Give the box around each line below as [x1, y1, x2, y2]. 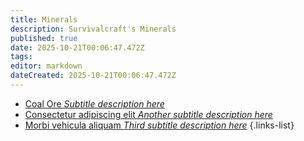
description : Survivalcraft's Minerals [10, 24, 177, 34]
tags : [10, 52, 33, 62]
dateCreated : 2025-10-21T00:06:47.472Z [10, 71, 177, 81]
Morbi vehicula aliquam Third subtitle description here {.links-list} [24, 119, 295, 131]
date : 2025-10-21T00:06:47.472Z [10, 42, 145, 53]
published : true [10, 33, 78, 43]
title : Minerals [10, 14, 78, 25]
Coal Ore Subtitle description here [24, 97, 165, 110]
